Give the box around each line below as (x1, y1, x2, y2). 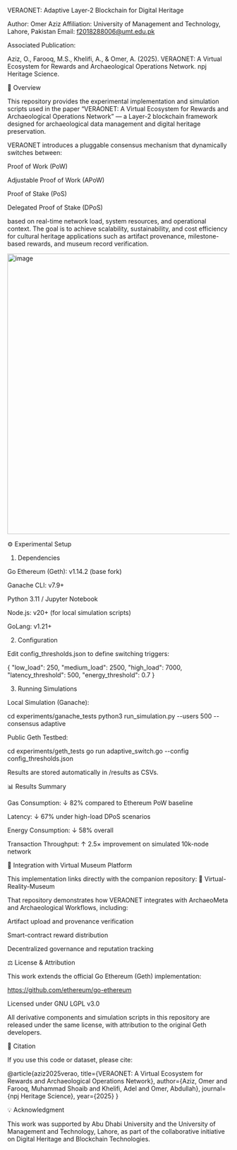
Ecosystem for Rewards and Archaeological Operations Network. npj (7, 62, 207, 70)
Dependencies (17, 553, 61, 562)
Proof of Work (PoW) (7, 162, 68, 171)
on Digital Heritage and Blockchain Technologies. (7, 1135, 150, 1143)
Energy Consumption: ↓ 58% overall (7, 826, 114, 834)
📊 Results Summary (7, 782, 67, 790)
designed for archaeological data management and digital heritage (7, 120, 201, 128)
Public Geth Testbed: (7, 733, 68, 742)
